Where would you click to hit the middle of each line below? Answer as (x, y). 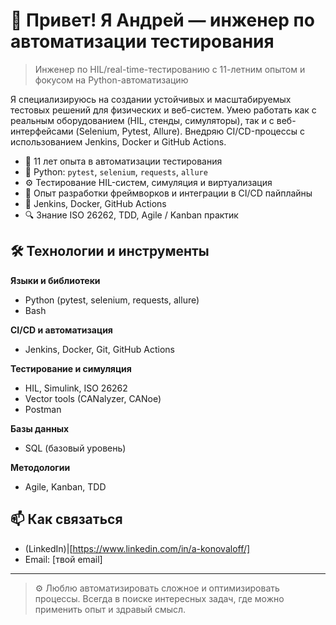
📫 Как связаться (66, 519)
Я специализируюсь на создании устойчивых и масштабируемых (151, 99)
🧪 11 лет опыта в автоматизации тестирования (123, 161)
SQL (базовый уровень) (75, 448)
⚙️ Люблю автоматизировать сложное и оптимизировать (157, 588)
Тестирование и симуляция (71, 368)
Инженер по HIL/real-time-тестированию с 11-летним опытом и (170, 69)
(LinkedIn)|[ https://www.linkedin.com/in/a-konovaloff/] (137, 548)
